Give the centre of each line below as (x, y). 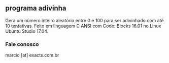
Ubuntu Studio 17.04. (27, 31)
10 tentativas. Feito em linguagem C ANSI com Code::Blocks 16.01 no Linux (83, 26)
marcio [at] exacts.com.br (32, 55)
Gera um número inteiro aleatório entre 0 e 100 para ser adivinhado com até (84, 20)
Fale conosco (22, 44)
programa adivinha (36, 8)
